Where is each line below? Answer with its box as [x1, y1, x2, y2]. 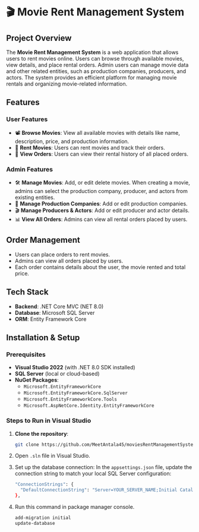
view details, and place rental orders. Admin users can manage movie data [6, 61, 189, 68]
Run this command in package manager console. [14, 503, 135, 511]
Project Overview [6, 33, 72, 43]
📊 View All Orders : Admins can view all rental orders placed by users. [14, 216, 188, 223]
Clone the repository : [14, 430, 69, 437]
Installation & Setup [6, 332, 80, 343]
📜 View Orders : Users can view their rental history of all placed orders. [14, 150, 189, 157]
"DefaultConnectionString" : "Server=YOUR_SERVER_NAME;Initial [20, 487, 178, 493]
